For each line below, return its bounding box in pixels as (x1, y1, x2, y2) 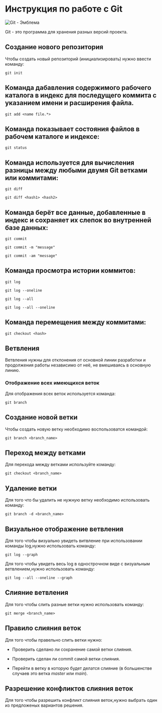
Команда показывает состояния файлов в (5, 125, 140, 133)
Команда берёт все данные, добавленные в (5, 208, 146, 217)
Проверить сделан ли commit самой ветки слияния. (12, 656, 120, 661)
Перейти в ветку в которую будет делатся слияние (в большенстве (12, 665, 152, 671)
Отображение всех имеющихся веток (5, 380, 99, 386)
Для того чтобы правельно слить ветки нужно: (5, 637, 103, 643)
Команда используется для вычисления (5, 158, 134, 167)
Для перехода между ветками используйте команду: (5, 462, 116, 468)
